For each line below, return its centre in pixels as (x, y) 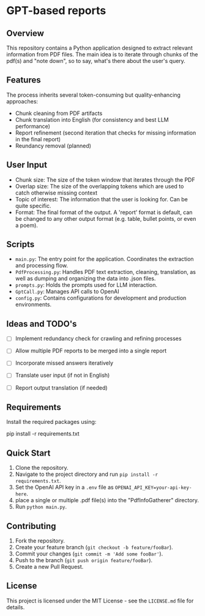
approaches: (22, 101)
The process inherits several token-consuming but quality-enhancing (93, 95)
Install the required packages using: (51, 422)
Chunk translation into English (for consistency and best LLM (92, 119)
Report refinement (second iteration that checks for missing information (106, 133)
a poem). (27, 225)
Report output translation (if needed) (61, 388)
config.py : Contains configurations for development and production (101, 298)
